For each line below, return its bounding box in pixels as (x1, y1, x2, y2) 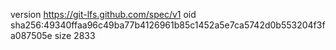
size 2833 (54, 30, 96, 41)
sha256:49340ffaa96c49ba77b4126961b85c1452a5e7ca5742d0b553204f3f (10, 19, 326, 31)
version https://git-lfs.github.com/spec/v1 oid (10, 9, 197, 20)
